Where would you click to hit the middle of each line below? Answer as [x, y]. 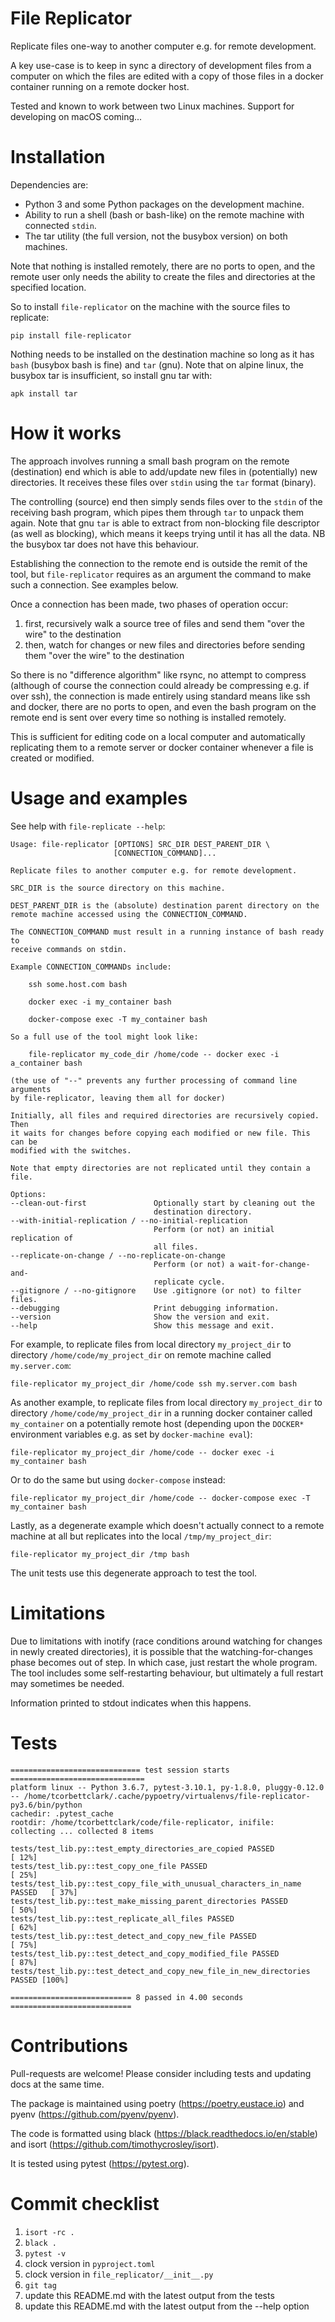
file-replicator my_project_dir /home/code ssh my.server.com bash [154, 1383]
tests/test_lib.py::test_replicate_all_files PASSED [122, 1918]
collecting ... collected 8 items [82, 1831]
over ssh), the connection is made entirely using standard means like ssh [160, 696]
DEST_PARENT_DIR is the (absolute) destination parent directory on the [165, 905]
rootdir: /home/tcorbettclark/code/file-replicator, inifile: [142, 1822]
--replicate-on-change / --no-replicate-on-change [118, 1255]
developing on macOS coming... [76, 116]
